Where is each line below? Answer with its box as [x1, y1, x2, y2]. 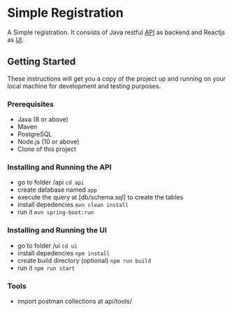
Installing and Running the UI [7, 225, 107, 235]
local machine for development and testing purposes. [7, 82, 161, 90]
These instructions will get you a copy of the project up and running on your [7, 74, 226, 83]
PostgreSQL [17, 130, 52, 139]
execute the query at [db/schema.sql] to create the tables [17, 193, 184, 201]
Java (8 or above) [17, 115, 68, 124]
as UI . [7, 35, 24, 43]
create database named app [17, 185, 98, 194]
